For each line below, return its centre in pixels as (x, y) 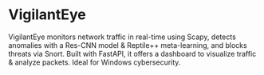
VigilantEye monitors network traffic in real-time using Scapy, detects (122, 37)
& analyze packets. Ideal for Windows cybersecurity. (95, 62)
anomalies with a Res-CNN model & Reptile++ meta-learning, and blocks (128, 45)
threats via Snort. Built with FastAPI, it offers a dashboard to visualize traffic (132, 53)
